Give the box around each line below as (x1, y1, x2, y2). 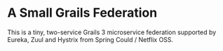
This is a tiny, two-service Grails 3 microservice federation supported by (7, 28, 217, 36)
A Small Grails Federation (7, 5, 158, 21)
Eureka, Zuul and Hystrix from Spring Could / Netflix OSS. (7, 35, 174, 43)
